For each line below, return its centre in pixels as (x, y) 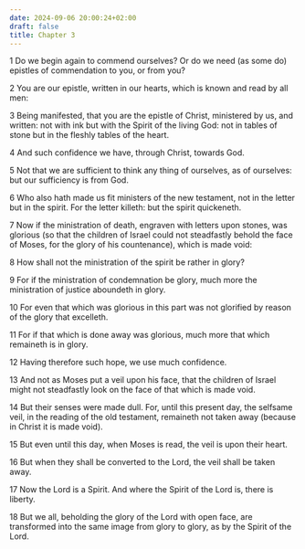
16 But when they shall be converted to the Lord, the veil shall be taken (142, 462)
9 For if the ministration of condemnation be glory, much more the (133, 280)
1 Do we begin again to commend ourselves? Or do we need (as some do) (148, 61)
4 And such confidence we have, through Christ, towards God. (127, 153)
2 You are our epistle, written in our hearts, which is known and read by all (149, 89)
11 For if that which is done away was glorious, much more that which (140, 335)
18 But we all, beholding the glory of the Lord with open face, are (131, 517)
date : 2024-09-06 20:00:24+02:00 (73, 18)
